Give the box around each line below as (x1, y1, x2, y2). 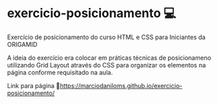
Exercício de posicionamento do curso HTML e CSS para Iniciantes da (7, 32, 206, 41)
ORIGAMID (7, 40, 38, 48)
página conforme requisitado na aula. (7, 68, 113, 76)
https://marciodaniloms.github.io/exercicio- (59, 81, 183, 90)
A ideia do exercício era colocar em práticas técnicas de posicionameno (7, 53, 212, 62)
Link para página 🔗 (7, 81, 61, 90)
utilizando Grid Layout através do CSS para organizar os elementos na (7, 61, 206, 69)
